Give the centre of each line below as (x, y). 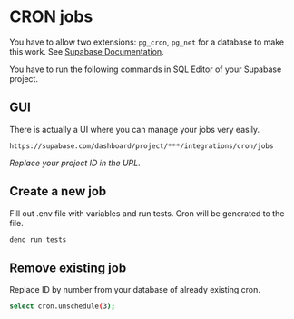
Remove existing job (68, 268)
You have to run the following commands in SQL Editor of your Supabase (146, 69)
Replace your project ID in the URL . (75, 163)
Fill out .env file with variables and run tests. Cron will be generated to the (147, 213)
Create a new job (58, 191)
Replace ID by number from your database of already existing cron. (135, 290)
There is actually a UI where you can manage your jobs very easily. (135, 129)
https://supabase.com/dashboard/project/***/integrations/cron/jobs (142, 146)
